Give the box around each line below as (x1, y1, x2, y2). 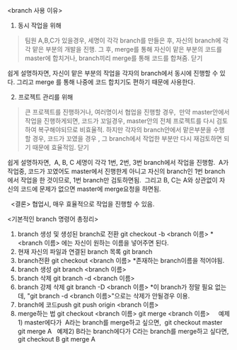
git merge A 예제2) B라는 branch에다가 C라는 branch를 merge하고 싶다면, (17, 327, 229, 335)
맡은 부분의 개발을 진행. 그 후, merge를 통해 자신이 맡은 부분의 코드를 (32, 45, 223, 53)
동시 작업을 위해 (17, 21, 62, 30)
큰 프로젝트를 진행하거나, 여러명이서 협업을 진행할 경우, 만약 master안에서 (24, 108, 230, 116)
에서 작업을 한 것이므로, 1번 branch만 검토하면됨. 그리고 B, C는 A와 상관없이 (7, 176, 218, 184)
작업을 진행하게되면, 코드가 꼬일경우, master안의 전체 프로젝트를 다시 (24, 117, 215, 125)
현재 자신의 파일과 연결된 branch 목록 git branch (17, 247, 153, 256)
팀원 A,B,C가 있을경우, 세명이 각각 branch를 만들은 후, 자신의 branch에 (24, 36, 221, 45)
